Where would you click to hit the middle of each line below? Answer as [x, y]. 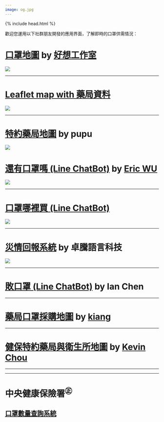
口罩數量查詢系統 [31, 413]
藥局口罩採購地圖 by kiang [58, 317]
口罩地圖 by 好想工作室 [51, 55]
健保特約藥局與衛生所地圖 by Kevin [75, 347]
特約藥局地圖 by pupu [49, 134]
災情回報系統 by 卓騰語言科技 [64, 247]
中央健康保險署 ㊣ [39, 393]
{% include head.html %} [30, 23]
